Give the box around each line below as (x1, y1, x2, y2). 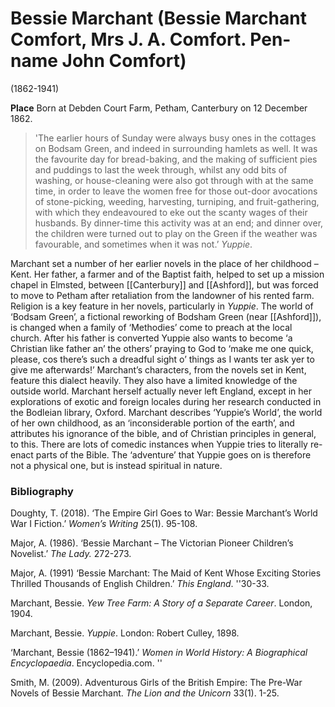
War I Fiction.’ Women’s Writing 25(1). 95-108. (10, 518, 198, 530)
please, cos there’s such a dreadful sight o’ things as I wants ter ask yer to (10, 353, 315, 365)
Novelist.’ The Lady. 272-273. (10, 548, 132, 560)
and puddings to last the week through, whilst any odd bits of (34, 163, 288, 176)
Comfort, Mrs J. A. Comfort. (10, 28, 247, 51)
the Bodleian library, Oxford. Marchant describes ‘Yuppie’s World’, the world (10, 406, 323, 418)
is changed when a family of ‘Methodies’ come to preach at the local (10, 321, 293, 333)
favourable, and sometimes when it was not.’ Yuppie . (34, 238, 253, 250)
